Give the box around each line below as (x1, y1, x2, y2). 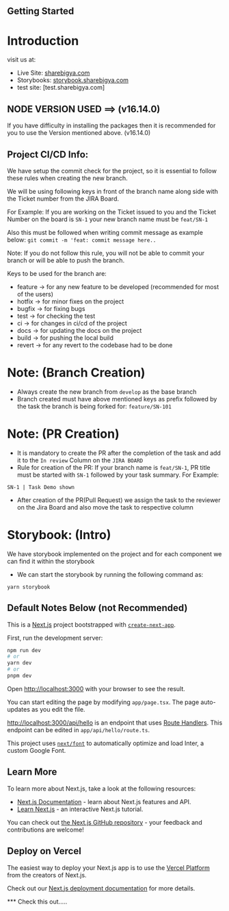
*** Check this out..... (7, 897, 68, 906)
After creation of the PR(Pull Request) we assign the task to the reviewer (16, 496, 221, 504)
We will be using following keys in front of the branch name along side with (7, 187, 219, 195)
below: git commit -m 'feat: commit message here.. (7, 236, 157, 244)
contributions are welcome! (7, 825, 84, 834)
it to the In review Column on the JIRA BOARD (16, 455, 144, 464)
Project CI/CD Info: (7, 149, 89, 160)
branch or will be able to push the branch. (7, 256, 125, 264)
